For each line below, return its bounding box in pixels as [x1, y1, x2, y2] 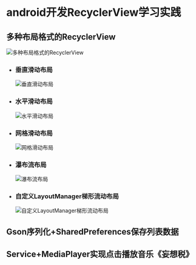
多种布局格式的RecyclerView [6, 32, 116, 42]
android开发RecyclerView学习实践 [6, 5, 181, 19]
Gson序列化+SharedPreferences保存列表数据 [6, 226, 179, 237]
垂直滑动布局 [15, 65, 53, 74]
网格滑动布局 [15, 129, 53, 137]
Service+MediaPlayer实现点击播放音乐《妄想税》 [6, 249, 194, 260]
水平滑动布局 [15, 97, 53, 106]
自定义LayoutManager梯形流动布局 [15, 192, 120, 201]
